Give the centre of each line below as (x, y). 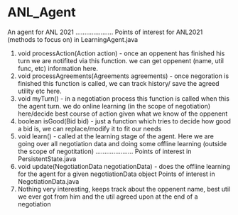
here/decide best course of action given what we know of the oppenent (123, 114)
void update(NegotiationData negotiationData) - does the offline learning (124, 166)
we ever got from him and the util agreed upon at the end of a (108, 197)
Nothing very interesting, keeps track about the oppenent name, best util (124, 189)
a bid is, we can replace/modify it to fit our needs (90, 128)
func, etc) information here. (58, 68)
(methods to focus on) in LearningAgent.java (73, 39)
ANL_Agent (42, 12)
